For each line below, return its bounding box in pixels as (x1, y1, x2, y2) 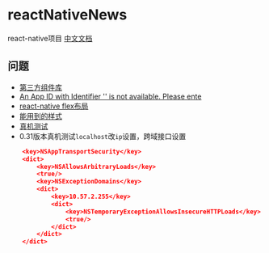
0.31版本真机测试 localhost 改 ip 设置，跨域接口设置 (19, 131, 187, 141)
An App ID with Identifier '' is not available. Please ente (19, 91, 202, 101)
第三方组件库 (19, 82, 62, 92)
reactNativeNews (7, 6, 128, 24)
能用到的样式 (19, 111, 62, 120)
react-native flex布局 (19, 101, 89, 111)
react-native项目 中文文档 (7, 33, 93, 43)
